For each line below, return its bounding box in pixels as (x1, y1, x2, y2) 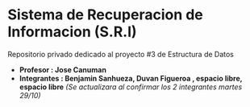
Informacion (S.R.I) (7, 23, 138, 41)
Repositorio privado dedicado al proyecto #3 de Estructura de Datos (7, 49, 235, 59)
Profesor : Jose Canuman (19, 64, 106, 74)
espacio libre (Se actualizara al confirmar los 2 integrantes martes (19, 82, 243, 92)
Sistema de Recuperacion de (7, 6, 203, 24)
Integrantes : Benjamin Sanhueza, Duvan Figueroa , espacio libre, (19, 73, 243, 83)
